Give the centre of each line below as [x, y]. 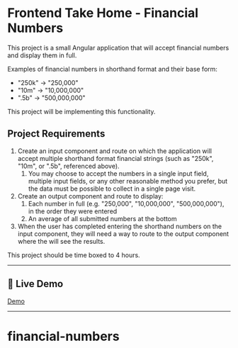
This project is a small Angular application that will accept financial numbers [118, 47]
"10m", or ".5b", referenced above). [68, 166]
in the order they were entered [73, 211]
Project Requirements [56, 134]
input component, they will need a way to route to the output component [123, 234]
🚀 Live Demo [35, 284]
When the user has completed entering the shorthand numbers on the [120, 226]
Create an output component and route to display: [90, 196]
